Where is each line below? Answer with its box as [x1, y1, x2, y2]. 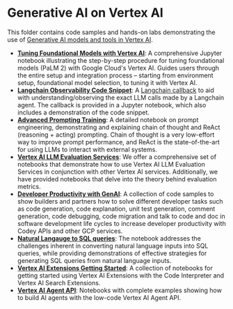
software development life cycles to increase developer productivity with [17, 219, 226, 227]
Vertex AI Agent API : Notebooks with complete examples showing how [17, 286, 223, 294]
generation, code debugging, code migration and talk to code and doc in [17, 211, 225, 220]
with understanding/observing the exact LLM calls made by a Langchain [17, 93, 225, 102]
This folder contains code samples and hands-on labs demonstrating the [7, 28, 216, 36]
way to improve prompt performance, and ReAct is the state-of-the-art [17, 137, 220, 146]
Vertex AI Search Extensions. [17, 278, 101, 287]
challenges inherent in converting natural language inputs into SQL [17, 241, 209, 250]
